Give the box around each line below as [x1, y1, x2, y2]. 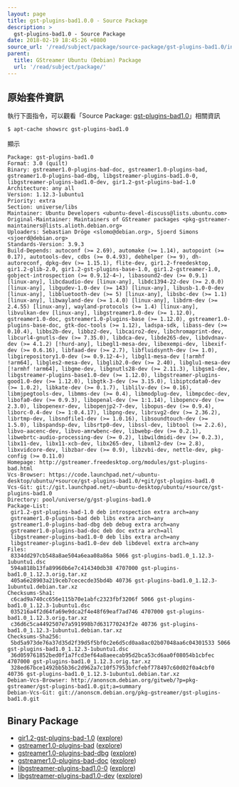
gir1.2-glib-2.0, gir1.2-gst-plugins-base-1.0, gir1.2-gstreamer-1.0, [7, 266, 221, 273]
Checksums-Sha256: [7, 633, 62, 640]
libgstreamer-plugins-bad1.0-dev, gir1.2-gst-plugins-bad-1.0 [7, 179, 196, 186]
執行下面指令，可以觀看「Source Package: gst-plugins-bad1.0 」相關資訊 [7, 112, 221, 120]
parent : [7, 51, 31, 58]
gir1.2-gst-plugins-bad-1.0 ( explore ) [17, 734, 123, 742]
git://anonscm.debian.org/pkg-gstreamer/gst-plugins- [58, 690, 221, 697]
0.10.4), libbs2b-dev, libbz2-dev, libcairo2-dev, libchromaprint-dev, [7, 328, 224, 335]
